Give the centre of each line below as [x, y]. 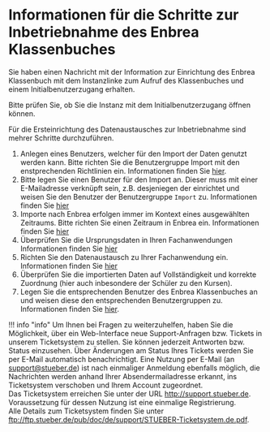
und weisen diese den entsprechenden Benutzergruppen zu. [121, 300]
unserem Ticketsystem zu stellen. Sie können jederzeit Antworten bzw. [126, 342]
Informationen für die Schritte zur [124, 15]
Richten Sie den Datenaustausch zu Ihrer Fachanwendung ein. [124, 257]
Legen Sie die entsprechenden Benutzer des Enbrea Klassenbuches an [139, 292]
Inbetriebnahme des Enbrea [104, 32]
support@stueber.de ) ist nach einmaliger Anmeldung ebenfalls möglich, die [135, 368]
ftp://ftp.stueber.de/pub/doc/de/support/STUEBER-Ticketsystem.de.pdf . [129, 419]
